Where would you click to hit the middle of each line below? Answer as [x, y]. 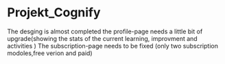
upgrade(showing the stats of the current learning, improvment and [102, 38]
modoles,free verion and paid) [50, 53]
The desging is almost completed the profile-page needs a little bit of [105, 31]
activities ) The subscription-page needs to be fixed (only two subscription [113, 46]
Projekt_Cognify [54, 13]
